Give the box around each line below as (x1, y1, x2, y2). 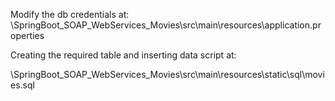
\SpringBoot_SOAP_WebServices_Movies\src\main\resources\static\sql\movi (10, 69, 325, 80)
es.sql (10, 79, 35, 91)
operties (10, 30, 45, 41)
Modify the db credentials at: (10, 9, 130, 20)
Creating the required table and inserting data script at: (10, 49, 237, 61)
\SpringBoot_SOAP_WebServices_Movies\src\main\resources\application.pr (10, 19, 322, 31)
